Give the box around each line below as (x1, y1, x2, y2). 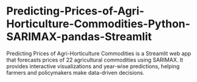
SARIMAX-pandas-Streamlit (6, 30, 152, 43)
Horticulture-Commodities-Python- (6, 17, 190, 31)
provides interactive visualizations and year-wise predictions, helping (6, 62, 180, 70)
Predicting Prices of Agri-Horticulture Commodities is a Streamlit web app (6, 49, 192, 57)
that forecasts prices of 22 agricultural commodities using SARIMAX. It (6, 56, 184, 63)
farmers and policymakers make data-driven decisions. (6, 69, 145, 76)
